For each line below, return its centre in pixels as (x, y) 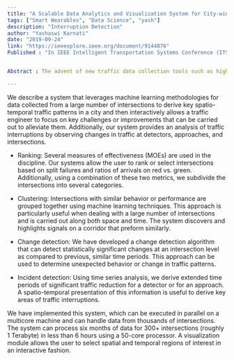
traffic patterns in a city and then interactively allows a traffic (122, 112)
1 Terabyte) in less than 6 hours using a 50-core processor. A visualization (114, 335)
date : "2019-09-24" (36, 40)
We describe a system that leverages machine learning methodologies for (113, 97)
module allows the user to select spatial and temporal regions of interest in (114, 343)
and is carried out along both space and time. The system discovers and (121, 220)
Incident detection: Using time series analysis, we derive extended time (120, 277)
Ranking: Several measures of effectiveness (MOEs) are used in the (114, 155)
